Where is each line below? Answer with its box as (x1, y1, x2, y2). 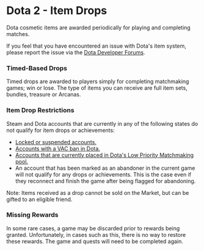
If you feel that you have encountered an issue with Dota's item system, (6, 42, 186, 49)
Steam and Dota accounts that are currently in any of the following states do (6, 120, 199, 127)
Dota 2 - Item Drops (6, 4, 107, 18)
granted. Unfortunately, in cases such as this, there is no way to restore (6, 231, 186, 238)
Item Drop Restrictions (6, 106, 75, 115)
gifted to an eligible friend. (6, 195, 73, 203)
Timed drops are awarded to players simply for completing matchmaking (6, 78, 189, 85)
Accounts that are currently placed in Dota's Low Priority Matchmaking (15, 151, 194, 159)
